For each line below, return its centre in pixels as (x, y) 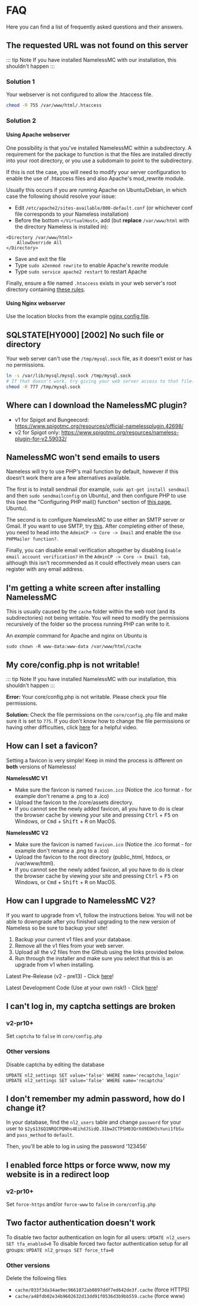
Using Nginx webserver (36, 303)
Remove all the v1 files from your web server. (69, 945)
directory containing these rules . (46, 289)
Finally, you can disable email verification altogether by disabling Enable (94, 550)
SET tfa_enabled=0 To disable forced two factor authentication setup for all (97, 1243)
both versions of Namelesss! (41, 767)
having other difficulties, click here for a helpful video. (72, 727)
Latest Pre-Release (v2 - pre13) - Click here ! (60, 976)
